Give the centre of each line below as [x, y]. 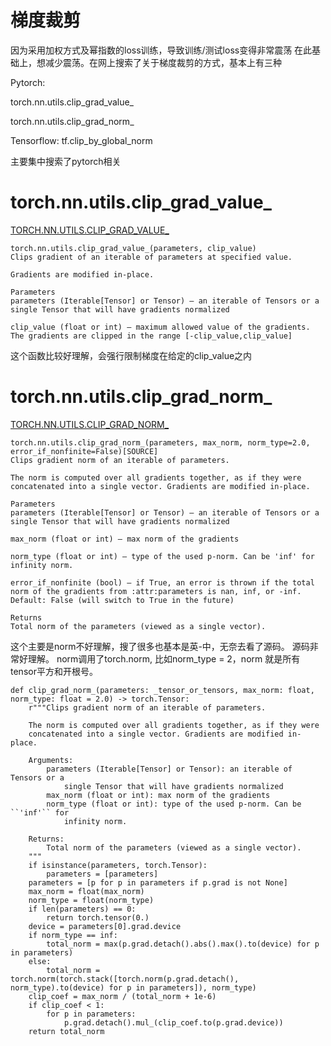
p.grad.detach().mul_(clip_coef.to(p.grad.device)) [173, 1022]
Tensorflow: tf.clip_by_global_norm [81, 140]
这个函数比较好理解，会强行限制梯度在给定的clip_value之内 [131, 355]
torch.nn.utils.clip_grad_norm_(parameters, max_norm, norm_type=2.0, [160, 442]
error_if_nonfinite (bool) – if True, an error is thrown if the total [162, 582]
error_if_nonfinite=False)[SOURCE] [84, 451]
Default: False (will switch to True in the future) [122, 600]
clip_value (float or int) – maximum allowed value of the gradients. [160, 327]
